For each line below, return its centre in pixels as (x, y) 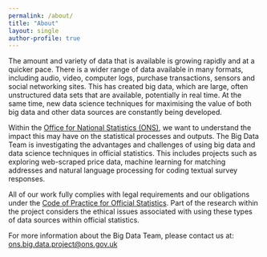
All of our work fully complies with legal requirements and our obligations (129, 194)
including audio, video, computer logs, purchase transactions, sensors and (131, 78)
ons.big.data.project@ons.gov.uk (63, 244)
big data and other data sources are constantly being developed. (115, 112)
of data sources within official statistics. (74, 220)
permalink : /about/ (41, 16)
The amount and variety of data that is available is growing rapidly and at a (131, 61)
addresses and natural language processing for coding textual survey (123, 170)
